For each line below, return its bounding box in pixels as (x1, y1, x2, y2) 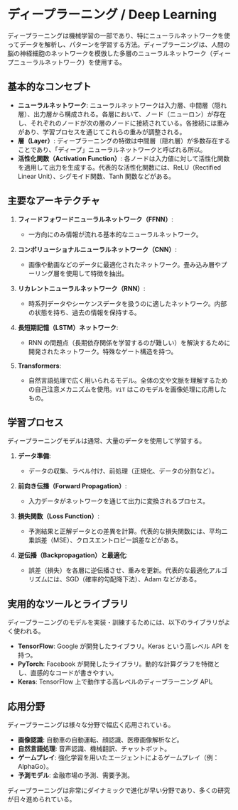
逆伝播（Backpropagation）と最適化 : (17, 551, 128, 559)
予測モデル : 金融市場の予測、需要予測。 (17, 771, 134, 779)
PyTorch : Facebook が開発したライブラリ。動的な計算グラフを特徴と (17, 660, 220, 668)
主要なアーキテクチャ (7, 195, 101, 207)
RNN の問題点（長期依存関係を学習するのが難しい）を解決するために (28, 338, 231, 346)
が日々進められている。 (7, 795, 76, 803)
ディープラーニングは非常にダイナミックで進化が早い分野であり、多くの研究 (7, 786, 231, 794)
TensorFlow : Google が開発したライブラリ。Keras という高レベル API (17, 642, 222, 650)
